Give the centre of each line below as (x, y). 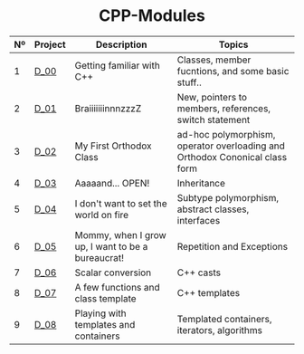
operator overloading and (231, 146)
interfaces (199, 220)
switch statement (214, 120)
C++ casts (199, 273)
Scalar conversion (113, 273)
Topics (233, 44)
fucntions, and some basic (233, 71)
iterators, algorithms (219, 330)
